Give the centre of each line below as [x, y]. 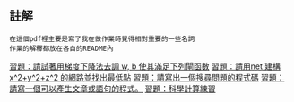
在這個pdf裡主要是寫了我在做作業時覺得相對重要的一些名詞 [102, 38]
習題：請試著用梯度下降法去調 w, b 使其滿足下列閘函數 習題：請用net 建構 [145, 66]
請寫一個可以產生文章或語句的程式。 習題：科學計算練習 [112, 89]
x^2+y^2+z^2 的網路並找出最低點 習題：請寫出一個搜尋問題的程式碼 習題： [147, 77]
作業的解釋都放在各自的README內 [61, 48]
